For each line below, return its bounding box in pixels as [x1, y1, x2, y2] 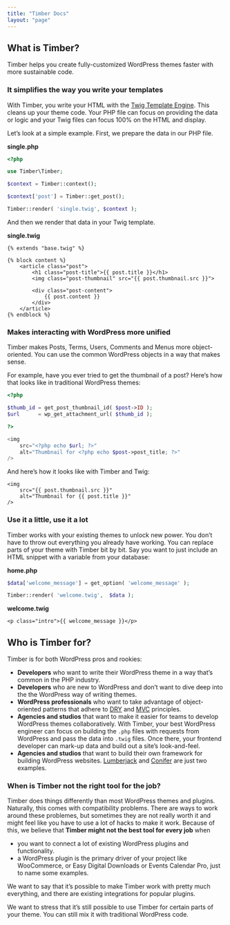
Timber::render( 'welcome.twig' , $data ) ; [7, 592, 135, 599]
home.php [7, 566, 38, 574]
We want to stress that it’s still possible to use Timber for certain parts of [7, 903, 214, 911]
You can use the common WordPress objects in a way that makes [34, 351, 221, 359]
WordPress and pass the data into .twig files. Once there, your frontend [17, 734, 222, 743]
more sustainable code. [7, 68, 75, 76]
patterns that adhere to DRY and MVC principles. [42, 705, 182, 713]
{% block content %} [7, 256, 67, 263]
